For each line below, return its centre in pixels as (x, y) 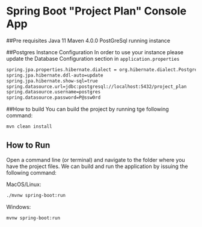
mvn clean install (29, 127)
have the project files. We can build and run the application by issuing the (97, 166)
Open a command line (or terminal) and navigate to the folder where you (96, 160)
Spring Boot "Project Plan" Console (96, 11)
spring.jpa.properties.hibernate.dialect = (62, 70)
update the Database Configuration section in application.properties (93, 58)
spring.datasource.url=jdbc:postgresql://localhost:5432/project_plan (96, 86)
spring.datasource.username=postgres (54, 92)
